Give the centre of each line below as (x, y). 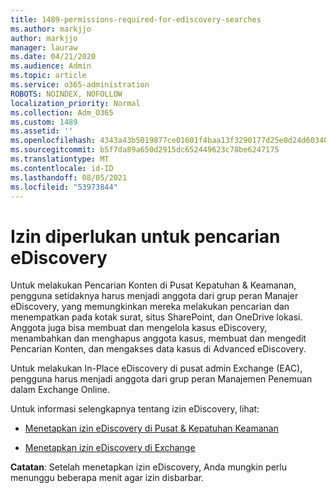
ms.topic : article (48, 76)
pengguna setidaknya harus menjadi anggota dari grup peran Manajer (154, 296)
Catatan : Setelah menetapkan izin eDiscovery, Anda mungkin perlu (148, 467)
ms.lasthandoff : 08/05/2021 (69, 177)
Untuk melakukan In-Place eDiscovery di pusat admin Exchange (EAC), (156, 368)
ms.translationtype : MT (60, 159)
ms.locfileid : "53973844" (64, 187)
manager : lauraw (44, 47)
